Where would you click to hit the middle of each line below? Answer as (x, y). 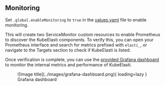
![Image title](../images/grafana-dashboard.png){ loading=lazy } (82, 74)
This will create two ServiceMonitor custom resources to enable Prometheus (83, 34)
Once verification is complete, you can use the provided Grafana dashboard (82, 59)
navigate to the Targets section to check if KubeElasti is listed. (68, 50)
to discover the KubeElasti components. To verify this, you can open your (79, 40)
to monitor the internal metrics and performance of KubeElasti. (68, 64)
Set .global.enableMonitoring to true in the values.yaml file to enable (76, 20)
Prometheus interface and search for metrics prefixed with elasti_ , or (76, 45)
